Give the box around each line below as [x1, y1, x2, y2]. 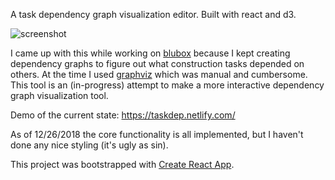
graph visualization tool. [10, 90, 109, 101]
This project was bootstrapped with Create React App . [10, 159, 235, 170]
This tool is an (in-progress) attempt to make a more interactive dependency [10, 79, 325, 91]
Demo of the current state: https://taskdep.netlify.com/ [10, 109, 236, 121]
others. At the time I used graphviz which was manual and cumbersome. [10, 69, 308, 80]
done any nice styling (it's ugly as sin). [10, 139, 169, 151]
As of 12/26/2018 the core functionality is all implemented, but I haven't [10, 129, 304, 140]
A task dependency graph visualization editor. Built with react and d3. [10, 9, 297, 20]
